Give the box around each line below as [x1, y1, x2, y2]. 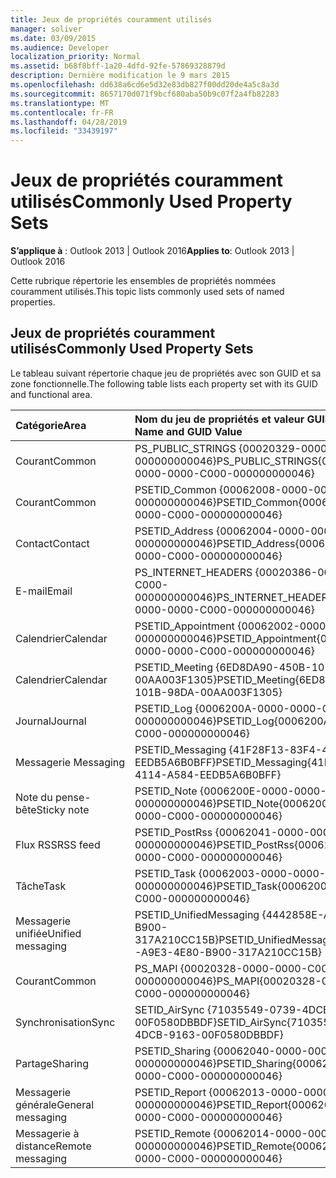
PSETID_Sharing [134, 1044, 212, 1058]
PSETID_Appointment [134, 619, 235, 633]
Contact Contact [15, 536, 90, 550]
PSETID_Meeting [134, 660, 214, 674]
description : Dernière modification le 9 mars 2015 [10, 71, 230, 81]
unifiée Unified [15, 926, 82, 940]
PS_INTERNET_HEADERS [134, 565, 253, 579]
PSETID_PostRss [134, 825, 213, 839]
